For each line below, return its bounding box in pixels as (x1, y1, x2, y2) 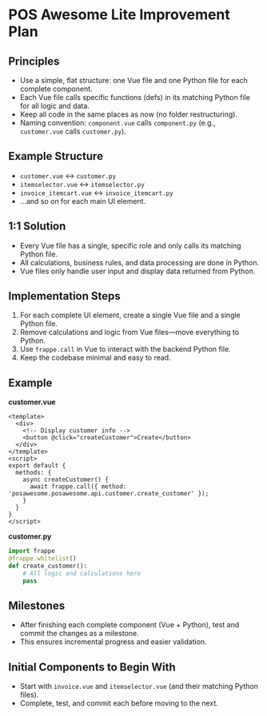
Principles (8, 54, 60, 68)
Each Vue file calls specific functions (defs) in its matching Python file (19, 93, 250, 101)
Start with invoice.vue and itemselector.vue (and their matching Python (19, 682, 258, 691)
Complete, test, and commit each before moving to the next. (19, 698, 218, 708)
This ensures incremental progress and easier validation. (19, 637, 207, 646)
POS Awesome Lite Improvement (8, 6, 230, 24)
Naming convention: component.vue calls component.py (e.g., (19, 118, 216, 127)
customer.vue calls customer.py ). (19, 126, 126, 136)
